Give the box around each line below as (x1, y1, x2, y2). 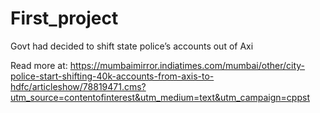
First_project (10, 7, 119, 30)
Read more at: (10, 59, 68, 71)
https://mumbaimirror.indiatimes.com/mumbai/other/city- (69, 59, 306, 71)
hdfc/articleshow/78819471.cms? (10, 80, 147, 92)
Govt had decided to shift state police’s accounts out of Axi (10, 40, 254, 52)
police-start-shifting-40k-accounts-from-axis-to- (10, 70, 215, 82)
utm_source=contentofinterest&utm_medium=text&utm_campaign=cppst (10, 91, 310, 103)
